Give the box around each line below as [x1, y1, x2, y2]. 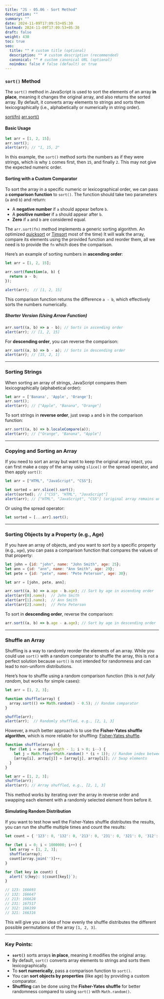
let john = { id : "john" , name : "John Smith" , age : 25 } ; [5, 562, 121, 567]
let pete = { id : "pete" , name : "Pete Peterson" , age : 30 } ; [5, 571, 128, 576]
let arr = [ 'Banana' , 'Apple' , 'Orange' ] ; [5, 394, 93, 399]
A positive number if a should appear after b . [12, 211, 103, 218]
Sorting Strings [5, 369, 42, 376]
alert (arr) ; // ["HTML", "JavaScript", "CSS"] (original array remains [5, 496, 154, 501]
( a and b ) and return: [5, 197, 46, 203]
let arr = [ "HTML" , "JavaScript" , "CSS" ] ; [5, 479, 93, 484]
